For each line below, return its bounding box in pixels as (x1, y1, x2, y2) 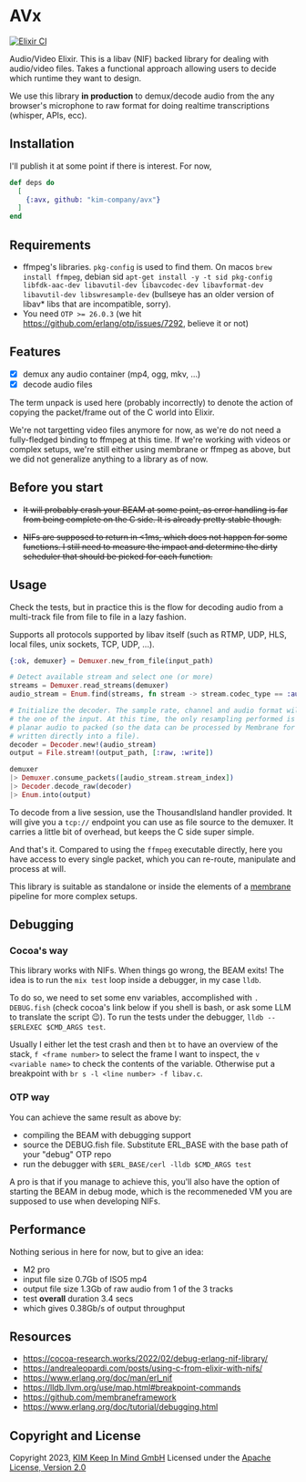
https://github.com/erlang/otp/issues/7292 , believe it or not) (22, 317, 249, 328)
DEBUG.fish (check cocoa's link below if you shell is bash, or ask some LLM (9, 1002, 291, 1013)
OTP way (9, 1091, 50, 1104)
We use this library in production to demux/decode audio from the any (9, 90, 275, 101)
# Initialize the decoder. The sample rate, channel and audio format (9, 706, 283, 715)
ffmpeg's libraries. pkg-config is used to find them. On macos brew (22, 261, 272, 272)
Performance (9, 1222, 87, 1238)
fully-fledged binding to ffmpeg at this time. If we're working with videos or (9, 434, 291, 445)
